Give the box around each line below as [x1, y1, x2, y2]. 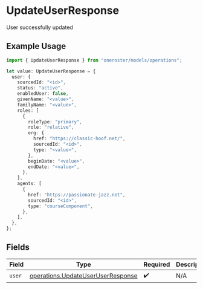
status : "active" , [17, 85, 63, 91]
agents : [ [17, 181, 42, 187]
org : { [28, 130, 45, 136]
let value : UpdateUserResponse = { [6, 68, 96, 74]
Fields [6, 242, 30, 253]
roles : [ [17, 107, 39, 114]
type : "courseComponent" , [28, 203, 94, 209]
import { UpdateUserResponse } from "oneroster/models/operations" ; [6, 57, 182, 63]
